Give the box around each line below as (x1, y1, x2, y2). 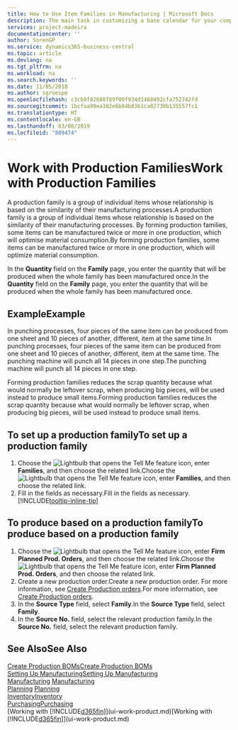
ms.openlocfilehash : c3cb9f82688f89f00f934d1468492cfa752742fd (7, 96, 198, 104)
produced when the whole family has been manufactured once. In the (7, 272, 209, 281)
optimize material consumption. (7, 251, 99, 260)
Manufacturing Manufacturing (7, 677, 95, 685)
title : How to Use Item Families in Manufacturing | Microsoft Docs (7, 10, 214, 18)
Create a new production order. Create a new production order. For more (17, 577, 228, 585)
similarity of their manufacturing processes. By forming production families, (7, 221, 228, 229)
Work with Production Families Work (7, 160, 223, 176)
